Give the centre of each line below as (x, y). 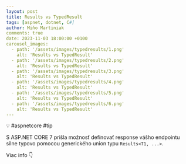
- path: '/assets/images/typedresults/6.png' (68, 104)
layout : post (22, 11)
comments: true (25, 33)
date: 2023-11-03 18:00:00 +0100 (47, 39)
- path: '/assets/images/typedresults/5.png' (68, 93)
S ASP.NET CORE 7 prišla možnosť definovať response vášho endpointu (93, 137)
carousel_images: (27, 44)
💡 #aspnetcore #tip (29, 125)
